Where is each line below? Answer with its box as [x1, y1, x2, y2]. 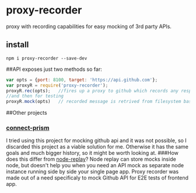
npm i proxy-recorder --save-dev [6, 55, 87, 61]
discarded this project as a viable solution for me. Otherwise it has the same [6, 143, 188, 150]
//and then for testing [6, 93, 64, 99]
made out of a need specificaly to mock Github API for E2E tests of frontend [6, 174, 188, 181]
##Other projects [6, 109, 48, 116]
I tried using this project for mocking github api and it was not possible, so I [6, 137, 187, 144]
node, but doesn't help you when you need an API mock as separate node [6, 162, 184, 169]
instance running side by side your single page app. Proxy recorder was [6, 168, 179, 175]
